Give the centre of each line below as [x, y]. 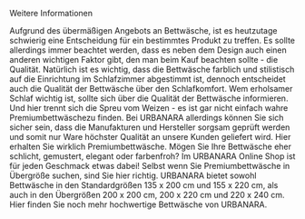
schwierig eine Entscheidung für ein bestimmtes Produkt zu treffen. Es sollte [152, 40]
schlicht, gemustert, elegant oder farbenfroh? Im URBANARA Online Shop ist [152, 156]
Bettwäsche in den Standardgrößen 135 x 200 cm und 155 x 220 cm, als [144, 185]
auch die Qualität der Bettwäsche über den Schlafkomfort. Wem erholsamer [151, 89]
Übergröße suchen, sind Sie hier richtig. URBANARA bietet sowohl [133, 175]
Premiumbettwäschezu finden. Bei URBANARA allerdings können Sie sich [147, 118]
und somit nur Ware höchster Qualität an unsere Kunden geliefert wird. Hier [150, 137]
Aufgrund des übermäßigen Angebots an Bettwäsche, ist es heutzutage [143, 30]
